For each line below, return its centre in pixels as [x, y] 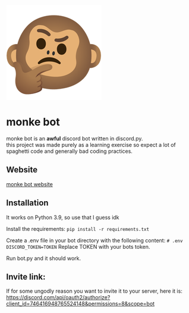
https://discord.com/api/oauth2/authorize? [58, 298]
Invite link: [26, 276]
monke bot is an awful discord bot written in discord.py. [75, 138]
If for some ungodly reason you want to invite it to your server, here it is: [94, 291]
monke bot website [30, 184]
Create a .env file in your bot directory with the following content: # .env [94, 240]
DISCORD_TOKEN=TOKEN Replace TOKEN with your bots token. [78, 246]
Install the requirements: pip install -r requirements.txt [78, 229]
